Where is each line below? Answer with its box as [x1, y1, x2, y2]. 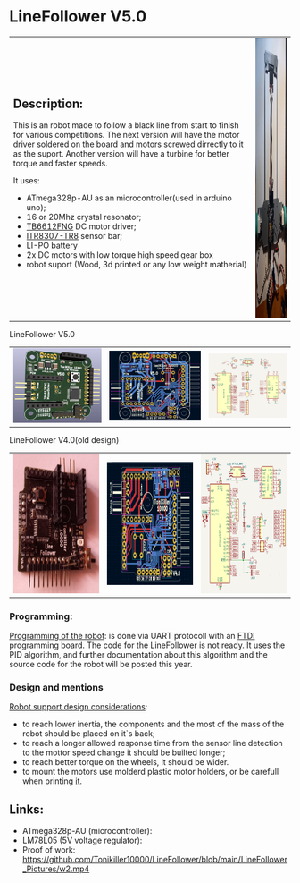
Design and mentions [9, 681, 104, 693]
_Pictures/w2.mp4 [21, 863, 90, 874]
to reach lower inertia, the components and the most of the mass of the [21, 718, 285, 730]
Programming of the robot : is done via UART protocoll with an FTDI [9, 631, 255, 641]
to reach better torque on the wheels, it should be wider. [21, 757, 229, 768]
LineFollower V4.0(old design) [9, 434, 120, 445]
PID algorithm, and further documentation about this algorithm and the [9, 650, 268, 660]
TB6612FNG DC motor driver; [26, 221, 137, 232]
